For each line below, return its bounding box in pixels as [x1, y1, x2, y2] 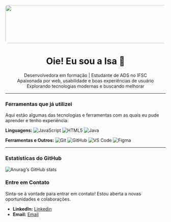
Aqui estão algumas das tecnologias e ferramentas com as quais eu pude [5, 112, 159, 118]
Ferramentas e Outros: [5, 137, 54, 144]
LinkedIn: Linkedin [12, 206, 52, 212]
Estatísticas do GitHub [5, 155, 62, 162]
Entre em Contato [5, 179, 50, 186]
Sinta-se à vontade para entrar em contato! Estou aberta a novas [5, 190, 141, 197]
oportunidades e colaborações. [5, 196, 71, 202]
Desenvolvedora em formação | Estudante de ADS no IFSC [23, 72, 148, 78]
